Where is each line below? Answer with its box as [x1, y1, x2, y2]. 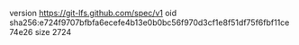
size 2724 [34, 27, 72, 37]
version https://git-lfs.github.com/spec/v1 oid [9, 8, 177, 18]
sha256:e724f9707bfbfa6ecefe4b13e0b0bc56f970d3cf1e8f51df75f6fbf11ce [9, 17, 290, 28]
